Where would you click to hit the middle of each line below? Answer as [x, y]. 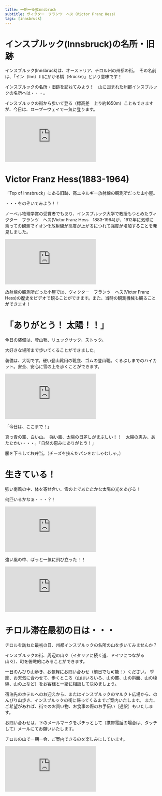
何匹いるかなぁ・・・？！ [30, 499]
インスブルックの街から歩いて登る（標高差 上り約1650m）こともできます [79, 103]
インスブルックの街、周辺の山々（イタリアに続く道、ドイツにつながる [75, 655]
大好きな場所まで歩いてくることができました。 [52, 350]
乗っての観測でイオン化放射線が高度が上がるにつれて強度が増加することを [79, 226]
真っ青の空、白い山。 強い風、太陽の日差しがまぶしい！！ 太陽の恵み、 [78, 437]
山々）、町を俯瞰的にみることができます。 [46, 662]
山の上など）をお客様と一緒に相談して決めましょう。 [66, 684]
